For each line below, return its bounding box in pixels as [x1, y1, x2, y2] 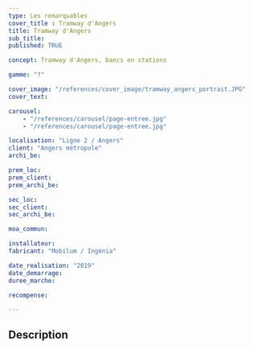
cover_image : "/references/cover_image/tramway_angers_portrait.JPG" [8, 85, 247, 93]
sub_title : [8, 34, 45, 43]
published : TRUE [8, 42, 63, 50]
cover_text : [8, 92, 48, 101]
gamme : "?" [8, 71, 45, 79]
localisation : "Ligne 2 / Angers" [8, 137, 124, 145]
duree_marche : [8, 277, 56, 285]
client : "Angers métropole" [8, 144, 103, 153]
